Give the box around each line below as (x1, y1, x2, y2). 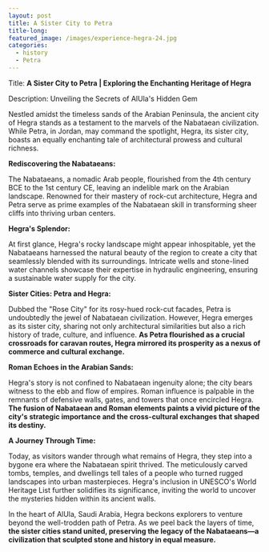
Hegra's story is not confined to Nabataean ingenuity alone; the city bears (8, 378, 253, 387)
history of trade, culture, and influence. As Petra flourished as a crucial (8, 330, 246, 339)
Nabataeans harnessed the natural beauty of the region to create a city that (8, 247, 258, 257)
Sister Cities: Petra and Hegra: (8, 289, 111, 298)
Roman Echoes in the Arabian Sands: (8, 362, 134, 372)
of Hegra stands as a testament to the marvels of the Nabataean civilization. (8, 118, 259, 127)
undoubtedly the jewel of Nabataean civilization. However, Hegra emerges (8, 313, 254, 322)
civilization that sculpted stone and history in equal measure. (8, 534, 216, 544)
